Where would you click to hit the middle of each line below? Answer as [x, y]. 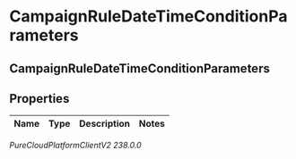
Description [104, 124]
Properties [39, 99]
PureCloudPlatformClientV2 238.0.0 [75, 146]
